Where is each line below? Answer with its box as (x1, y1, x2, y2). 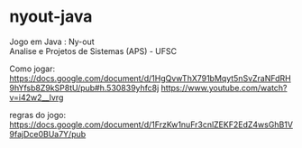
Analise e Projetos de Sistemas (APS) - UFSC (9, 45, 178, 56)
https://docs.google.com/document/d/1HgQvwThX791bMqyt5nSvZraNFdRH (9, 72, 291, 83)
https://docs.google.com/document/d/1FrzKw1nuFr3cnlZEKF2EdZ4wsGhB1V (9, 119, 293, 130)
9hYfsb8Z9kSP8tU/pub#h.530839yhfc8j (9, 82, 160, 93)
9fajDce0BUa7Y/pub (9, 128, 87, 139)
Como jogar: (9, 63, 56, 74)
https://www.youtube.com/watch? (160, 82, 288, 93)
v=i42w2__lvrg (9, 92, 64, 103)
